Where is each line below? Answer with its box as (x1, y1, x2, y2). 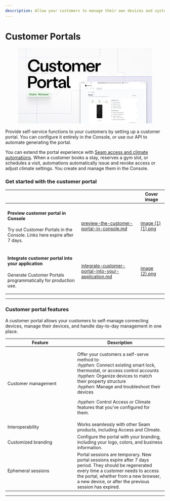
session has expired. (77, 484, 120, 490)
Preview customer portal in (7, 210, 66, 216)
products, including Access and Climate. (77, 426, 161, 432)
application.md (81, 273, 112, 279)
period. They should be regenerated (77, 462, 152, 469)
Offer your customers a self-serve (77, 351, 149, 357)
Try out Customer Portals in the (7, 226, 72, 233)
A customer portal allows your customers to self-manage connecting (5, 317, 149, 323)
